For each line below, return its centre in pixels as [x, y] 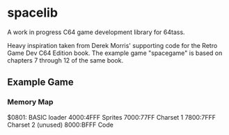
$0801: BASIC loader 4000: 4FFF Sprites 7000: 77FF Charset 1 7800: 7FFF [112, 117]
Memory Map [30, 102]
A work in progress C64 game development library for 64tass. [96, 32]
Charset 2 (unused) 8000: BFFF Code [60, 125]
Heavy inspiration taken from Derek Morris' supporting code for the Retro [112, 45]
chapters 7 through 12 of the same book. [65, 60]
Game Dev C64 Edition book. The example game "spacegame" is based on [115, 53]
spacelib [32, 13]
